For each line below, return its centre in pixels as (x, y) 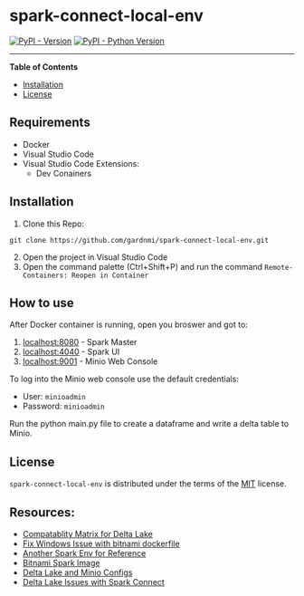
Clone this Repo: (53, 224)
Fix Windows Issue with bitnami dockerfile (101, 543)
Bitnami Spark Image (61, 563)
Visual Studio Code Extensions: (81, 163)
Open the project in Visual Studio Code (95, 257)
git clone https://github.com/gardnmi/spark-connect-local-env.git (139, 240)
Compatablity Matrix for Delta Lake (88, 534)
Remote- (279, 267)
